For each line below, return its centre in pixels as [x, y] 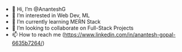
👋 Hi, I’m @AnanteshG [39, 9]
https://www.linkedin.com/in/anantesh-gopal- [120, 35]
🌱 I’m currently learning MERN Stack [56, 22]
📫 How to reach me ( [38, 35]
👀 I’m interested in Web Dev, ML [51, 15]
